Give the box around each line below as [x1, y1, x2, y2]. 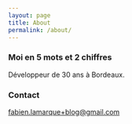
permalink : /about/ [8, 26, 72, 34]
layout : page [8, 11, 51, 20]
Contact [8, 89, 40, 100]
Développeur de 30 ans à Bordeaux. [8, 70, 125, 79]
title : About [8, 19, 51, 27]
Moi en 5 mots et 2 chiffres [8, 52, 112, 63]
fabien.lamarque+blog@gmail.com [8, 107, 120, 116]
